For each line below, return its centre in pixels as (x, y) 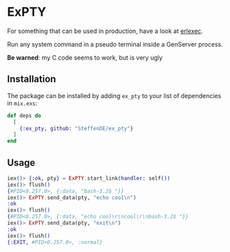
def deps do (24, 115)
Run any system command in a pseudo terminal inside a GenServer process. (115, 44)
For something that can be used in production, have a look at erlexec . (105, 31)
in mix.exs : (22, 103)
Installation (32, 79)
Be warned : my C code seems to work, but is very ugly (85, 57)
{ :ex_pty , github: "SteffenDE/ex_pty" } (77, 128)
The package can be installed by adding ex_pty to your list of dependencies (114, 95)
